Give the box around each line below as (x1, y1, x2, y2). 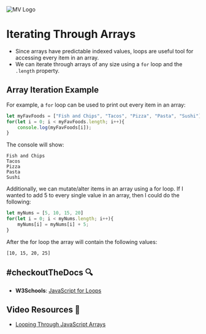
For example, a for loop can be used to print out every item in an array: (6, 101, 186, 108)
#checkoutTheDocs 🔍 (6, 267, 93, 278)
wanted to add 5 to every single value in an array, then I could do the (6, 192, 180, 199)
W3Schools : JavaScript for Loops (15, 287, 102, 294)
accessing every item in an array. (15, 54, 99, 61)
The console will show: (6, 141, 64, 148)
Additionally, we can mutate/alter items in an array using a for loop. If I (6, 185, 183, 192)
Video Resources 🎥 (6, 304, 81, 315)
